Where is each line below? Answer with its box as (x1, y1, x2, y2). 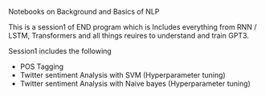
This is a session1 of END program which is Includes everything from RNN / (8, 22, 257, 31)
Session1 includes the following (8, 46, 112, 55)
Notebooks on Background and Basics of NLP (8, 7, 160, 16)
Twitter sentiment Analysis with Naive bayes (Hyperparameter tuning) (19, 79, 251, 88)
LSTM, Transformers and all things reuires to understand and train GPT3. (8, 31, 250, 40)
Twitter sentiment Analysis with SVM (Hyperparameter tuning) (19, 70, 226, 79)
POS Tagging (19, 62, 64, 71)
